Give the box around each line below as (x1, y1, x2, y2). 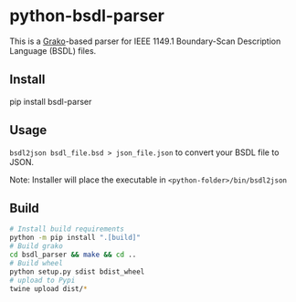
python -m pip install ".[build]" (9, 234, 142, 243)
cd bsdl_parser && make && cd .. (9, 250, 137, 259)
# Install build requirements (9, 224, 125, 234)
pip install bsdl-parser (9, 96, 92, 107)
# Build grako (9, 242, 64, 251)
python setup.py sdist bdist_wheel (9, 266, 145, 276)
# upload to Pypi (9, 276, 76, 285)
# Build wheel (9, 258, 64, 267)
